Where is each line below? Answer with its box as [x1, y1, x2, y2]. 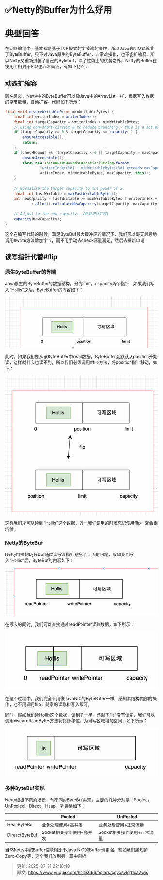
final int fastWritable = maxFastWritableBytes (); [14, 191, 118, 196]
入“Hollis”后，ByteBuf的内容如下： [5, 557, 74, 563]
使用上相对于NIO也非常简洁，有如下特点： [5, 64, 90, 69]
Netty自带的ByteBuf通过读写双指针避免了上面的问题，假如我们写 [5, 552, 134, 557]
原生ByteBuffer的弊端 [5, 269, 56, 276]
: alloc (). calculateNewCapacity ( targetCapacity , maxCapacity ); [31, 201, 162, 206]
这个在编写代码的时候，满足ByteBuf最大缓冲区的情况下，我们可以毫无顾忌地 [5, 231, 157, 237]
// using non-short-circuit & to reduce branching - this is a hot [14, 125, 153, 130]
